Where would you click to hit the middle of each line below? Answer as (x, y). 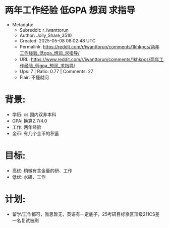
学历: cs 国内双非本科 (34, 115)
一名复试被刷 (25, 220)
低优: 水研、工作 (29, 177)
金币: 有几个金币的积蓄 (35, 133)
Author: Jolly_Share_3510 (45, 35)
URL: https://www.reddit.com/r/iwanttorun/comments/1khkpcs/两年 (89, 59)
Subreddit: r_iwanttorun (44, 30)
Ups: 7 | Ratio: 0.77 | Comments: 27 (57, 71)
